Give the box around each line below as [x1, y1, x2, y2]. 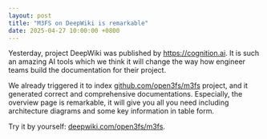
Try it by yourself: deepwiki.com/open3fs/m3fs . [8, 121, 166, 132]
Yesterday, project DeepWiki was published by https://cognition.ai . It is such [8, 49, 260, 58]
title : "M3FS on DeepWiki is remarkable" [8, 19, 149, 27]
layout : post [8, 11, 52, 20]
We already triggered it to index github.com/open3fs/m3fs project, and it [8, 81, 249, 90]
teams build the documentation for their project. [8, 66, 167, 75]
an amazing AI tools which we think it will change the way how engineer [8, 57, 246, 66]
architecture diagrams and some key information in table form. [8, 106, 215, 116]
